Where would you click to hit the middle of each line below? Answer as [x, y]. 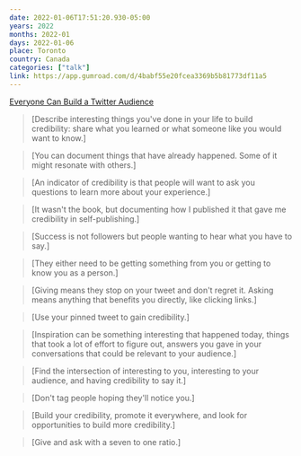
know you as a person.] [75, 272]
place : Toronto [38, 51]
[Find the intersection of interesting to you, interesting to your [145, 371]
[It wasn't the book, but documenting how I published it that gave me [159, 209]
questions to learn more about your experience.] [121, 192]
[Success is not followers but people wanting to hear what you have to [162, 236]
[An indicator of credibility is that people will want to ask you [143, 182]
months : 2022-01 [40, 34]
